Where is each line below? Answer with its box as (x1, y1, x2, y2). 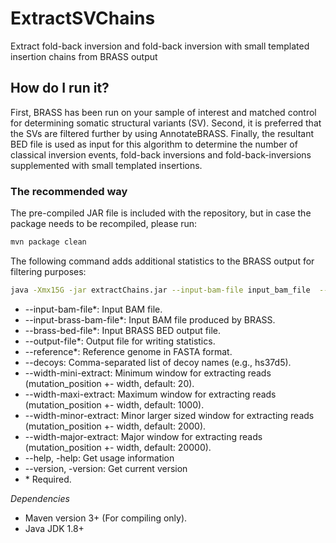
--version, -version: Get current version (24, 462, 188, 474)
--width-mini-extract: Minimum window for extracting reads (24, 367, 272, 379)
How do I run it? (10, 80, 110, 97)
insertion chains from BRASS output (10, 50, 158, 62)
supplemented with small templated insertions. (10, 159, 203, 171)
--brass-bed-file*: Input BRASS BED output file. (24, 324, 221, 336)
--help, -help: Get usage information (24, 452, 175, 464)
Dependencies (10, 492, 70, 504)
